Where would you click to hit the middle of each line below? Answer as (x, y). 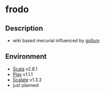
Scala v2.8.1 (25, 69)
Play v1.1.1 (23, 74)
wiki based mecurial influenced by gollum (56, 40)
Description (24, 28)
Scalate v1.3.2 (27, 80)
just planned (26, 85)
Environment (26, 56)
